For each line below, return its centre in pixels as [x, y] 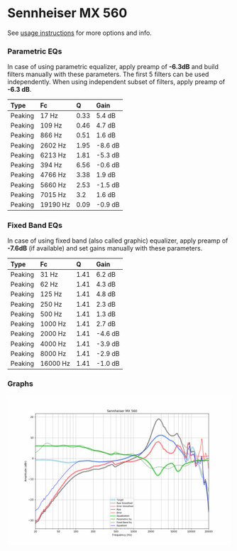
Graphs [20, 384]
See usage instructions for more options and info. [80, 33]
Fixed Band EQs [35, 225]
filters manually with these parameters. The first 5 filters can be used [108, 74]
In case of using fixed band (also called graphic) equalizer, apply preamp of [118, 241]
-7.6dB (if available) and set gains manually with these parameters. [105, 248]
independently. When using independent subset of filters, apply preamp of [116, 82]
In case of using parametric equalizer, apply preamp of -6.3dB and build [113, 67]
